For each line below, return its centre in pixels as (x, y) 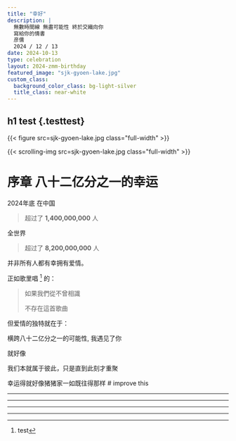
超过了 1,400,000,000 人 (61, 218)
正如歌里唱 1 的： (32, 278)
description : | (29, 20)
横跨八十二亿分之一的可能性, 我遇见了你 (64, 338)
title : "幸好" (27, 14)
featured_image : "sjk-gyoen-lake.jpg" (64, 73)
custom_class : (28, 79)
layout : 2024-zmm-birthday (47, 66)
